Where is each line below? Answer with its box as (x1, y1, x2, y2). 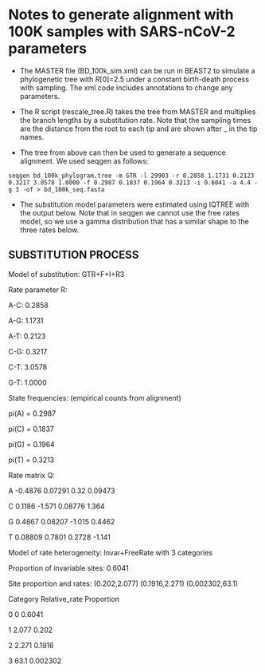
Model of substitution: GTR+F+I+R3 (8, 269, 125, 279)
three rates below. (19, 225, 80, 235)
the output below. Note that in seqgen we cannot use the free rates (19, 208, 240, 217)
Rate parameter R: (8, 285, 68, 294)
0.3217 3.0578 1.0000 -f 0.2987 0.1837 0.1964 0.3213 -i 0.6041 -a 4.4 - (8, 178, 259, 187)
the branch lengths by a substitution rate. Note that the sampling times (19, 115, 251, 125)
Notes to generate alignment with (8, 6, 234, 24)
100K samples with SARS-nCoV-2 (8, 22, 236, 41)
